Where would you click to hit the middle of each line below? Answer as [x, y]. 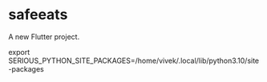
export [19, 52]
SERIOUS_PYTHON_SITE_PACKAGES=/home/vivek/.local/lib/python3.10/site [134, 61]
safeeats [38, 15]
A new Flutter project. [44, 37]
